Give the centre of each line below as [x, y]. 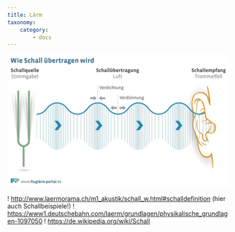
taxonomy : [22, 22]
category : [34, 30]
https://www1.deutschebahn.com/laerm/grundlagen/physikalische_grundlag [118, 214]
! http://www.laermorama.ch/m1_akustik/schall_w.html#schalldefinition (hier [116, 199]
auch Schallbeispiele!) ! [41, 206]
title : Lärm [25, 15]
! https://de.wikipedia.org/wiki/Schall [97, 221]
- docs [42, 37]
